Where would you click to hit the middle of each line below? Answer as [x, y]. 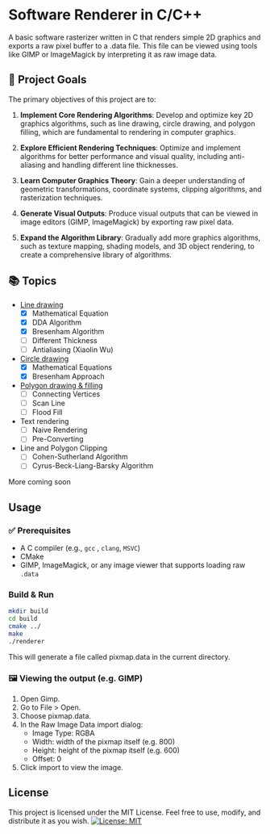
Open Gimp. [40, 699]
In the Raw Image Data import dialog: [81, 725]
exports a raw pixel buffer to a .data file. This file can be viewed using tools [133, 45]
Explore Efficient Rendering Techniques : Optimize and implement [130, 148]
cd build [23, 619]
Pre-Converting [58, 439]
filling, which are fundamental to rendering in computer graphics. [128, 132]
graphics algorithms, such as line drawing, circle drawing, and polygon [137, 124]
